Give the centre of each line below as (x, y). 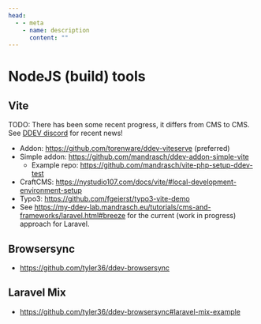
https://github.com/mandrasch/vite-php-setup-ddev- (167, 165)
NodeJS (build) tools (77, 77)
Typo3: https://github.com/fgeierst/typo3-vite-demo (105, 199)
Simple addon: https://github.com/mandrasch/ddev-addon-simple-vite (134, 157)
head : (17, 15)
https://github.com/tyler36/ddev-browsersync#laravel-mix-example (130, 311)
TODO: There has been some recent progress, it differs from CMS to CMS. (129, 125)
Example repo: (55, 165)
